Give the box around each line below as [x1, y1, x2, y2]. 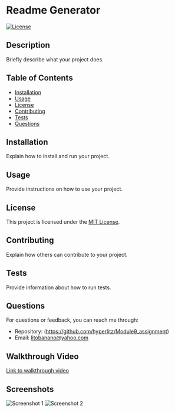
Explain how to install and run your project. [6, 153, 110, 160]
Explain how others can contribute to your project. [6, 251, 128, 258]
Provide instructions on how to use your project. [6, 185, 123, 192]
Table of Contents [6, 73, 74, 83]
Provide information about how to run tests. [6, 284, 111, 291]
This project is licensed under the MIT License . [6, 218, 120, 225]
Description [6, 40, 50, 50]
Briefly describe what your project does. [6, 55, 104, 63]
